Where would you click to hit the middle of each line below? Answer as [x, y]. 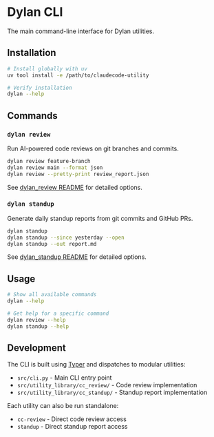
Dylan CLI [35, 12]
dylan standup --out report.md [52, 244]
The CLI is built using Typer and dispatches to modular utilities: [96, 365]
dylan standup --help [38, 326]
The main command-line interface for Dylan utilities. [81, 31]
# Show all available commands [52, 295]
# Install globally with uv [47, 69]
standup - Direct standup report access [72, 427]
